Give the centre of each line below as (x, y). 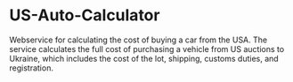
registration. (31, 68)
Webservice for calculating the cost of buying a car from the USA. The (138, 40)
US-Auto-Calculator (85, 15)
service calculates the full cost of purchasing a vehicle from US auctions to (147, 48)
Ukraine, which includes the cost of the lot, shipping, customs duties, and (144, 58)
